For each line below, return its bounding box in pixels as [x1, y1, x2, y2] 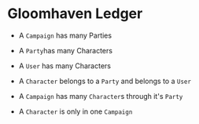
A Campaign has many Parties [18, 31, 112, 40]
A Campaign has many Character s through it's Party [18, 91, 183, 100]
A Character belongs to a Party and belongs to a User [18, 76, 192, 86]
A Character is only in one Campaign [18, 107, 133, 116]
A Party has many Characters [18, 46, 113, 55]
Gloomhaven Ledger [7, 5, 143, 23]
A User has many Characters [18, 60, 112, 71]
